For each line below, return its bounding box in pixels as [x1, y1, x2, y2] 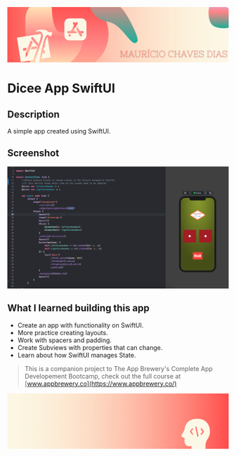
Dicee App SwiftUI [7, 81, 116, 96]
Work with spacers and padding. [17, 336, 112, 344]
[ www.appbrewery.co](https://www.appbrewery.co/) [24, 379, 177, 388]
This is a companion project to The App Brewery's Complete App [24, 364, 213, 372]
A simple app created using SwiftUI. [7, 127, 111, 135]
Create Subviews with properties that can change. [17, 343, 163, 351]
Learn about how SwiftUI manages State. [17, 351, 136, 359]
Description [7, 108, 60, 120]
